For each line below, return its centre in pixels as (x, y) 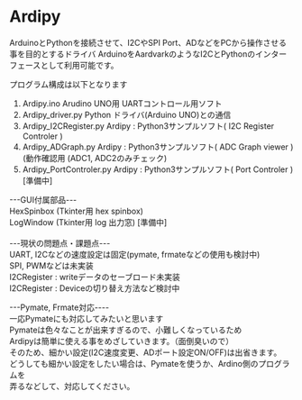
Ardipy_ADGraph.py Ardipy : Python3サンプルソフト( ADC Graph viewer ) (158, 147)
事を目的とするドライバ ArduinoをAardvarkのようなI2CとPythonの (132, 54)
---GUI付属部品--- (43, 199)
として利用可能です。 (79, 65)
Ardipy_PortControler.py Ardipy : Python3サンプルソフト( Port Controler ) (158, 169)
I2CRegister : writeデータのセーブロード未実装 (95, 277)
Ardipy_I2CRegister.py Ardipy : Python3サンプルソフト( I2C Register (148, 126)
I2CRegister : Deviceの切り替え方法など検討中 (95, 288)
